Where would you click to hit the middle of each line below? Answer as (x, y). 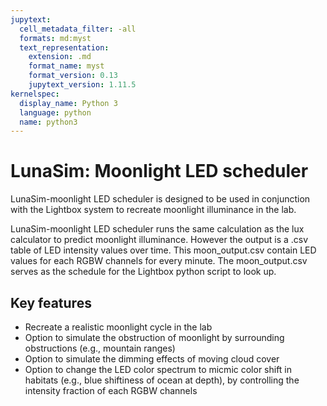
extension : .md (60, 57)
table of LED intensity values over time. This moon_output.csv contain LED (163, 250)
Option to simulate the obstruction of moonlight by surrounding (154, 337)
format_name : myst (66, 66)
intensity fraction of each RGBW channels (111, 390)
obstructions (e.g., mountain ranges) (100, 348)
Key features (51, 302)
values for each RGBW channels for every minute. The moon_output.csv (159, 261)
